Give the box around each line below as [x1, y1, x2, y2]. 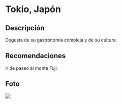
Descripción [5, 24, 45, 32]
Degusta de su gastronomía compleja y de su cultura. [5, 37, 117, 43]
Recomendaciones [5, 51, 66, 60]
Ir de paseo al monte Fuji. [5, 65, 58, 71]
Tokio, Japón [5, 4, 61, 15]
